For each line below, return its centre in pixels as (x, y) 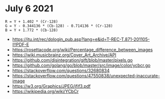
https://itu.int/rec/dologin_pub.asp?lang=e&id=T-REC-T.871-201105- (81, 39)
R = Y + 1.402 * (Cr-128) (31, 22)
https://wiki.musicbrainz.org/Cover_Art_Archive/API (64, 55)
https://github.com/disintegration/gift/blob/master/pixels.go (72, 60)
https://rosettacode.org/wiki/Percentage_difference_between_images (82, 49)
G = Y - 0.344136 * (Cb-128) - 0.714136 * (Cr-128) (59, 26)
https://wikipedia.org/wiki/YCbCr (45, 91)
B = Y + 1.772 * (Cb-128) (31, 30)
